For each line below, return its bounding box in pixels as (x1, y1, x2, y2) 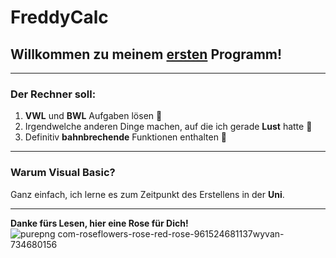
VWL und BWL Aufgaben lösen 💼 (24, 110, 163, 122)
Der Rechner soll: (10, 87, 97, 101)
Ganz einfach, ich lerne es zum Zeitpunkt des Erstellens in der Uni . (10, 188, 285, 200)
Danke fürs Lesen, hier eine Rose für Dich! (10, 217, 189, 229)
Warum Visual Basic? (10, 166, 116, 180)
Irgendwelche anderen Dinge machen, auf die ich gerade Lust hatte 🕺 (24, 121, 313, 133)
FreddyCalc (10, 6, 109, 29)
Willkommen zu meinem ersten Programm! (10, 46, 283, 63)
